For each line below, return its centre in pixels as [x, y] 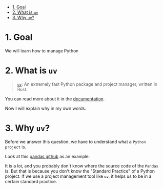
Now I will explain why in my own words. [46, 108]
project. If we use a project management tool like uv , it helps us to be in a [78, 176]
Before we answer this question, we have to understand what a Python [76, 142]
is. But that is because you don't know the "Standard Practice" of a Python [80, 171]
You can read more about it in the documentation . [55, 99]
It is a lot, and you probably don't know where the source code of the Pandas [82, 165]
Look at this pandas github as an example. [48, 156]
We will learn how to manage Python [42, 50]
